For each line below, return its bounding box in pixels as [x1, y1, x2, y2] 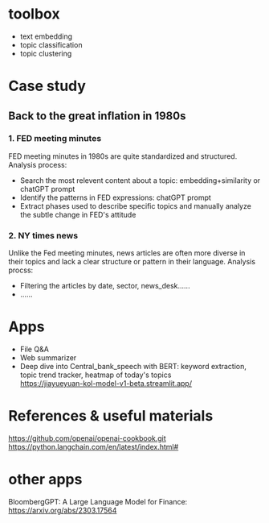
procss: [8, 265, 34, 275]
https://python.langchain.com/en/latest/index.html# [8, 442, 179, 451]
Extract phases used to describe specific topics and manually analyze [19, 201, 251, 210]
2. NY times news [8, 230, 79, 241]
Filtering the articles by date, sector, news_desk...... [19, 281, 190, 291]
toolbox [8, 5, 60, 23]
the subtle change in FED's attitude [19, 210, 137, 219]
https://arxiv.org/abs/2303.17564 [8, 505, 117, 515]
